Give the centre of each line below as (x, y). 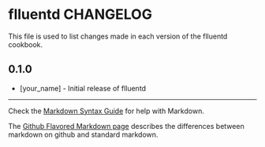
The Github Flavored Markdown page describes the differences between (126, 126)
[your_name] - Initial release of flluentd (83, 88)
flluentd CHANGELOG (80, 15)
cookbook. (26, 44)
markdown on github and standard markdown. (83, 134)
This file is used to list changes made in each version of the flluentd (118, 36)
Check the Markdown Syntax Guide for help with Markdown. (106, 111)
